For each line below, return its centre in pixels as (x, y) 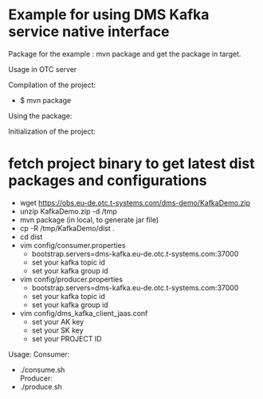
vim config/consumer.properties (73, 245)
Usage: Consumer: (39, 354)
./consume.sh (42, 369)
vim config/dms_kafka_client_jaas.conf (84, 313)
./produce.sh (41, 386)
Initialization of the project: (52, 131)
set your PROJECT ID (67, 338)
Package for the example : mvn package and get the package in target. (125, 54)
